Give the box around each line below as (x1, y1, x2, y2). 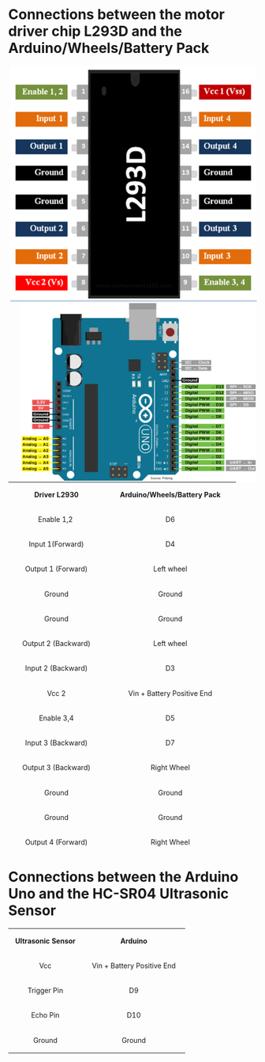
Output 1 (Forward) (24, 564, 88, 574)
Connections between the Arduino (8, 868, 239, 886)
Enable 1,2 (38, 514, 73, 523)
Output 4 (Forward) (24, 837, 88, 847)
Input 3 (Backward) (24, 738, 88, 748)
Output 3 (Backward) (22, 763, 91, 773)
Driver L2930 (34, 489, 79, 499)
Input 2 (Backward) (24, 663, 88, 673)
